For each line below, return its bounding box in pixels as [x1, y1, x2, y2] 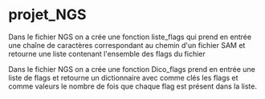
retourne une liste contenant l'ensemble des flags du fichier [8, 49, 206, 58]
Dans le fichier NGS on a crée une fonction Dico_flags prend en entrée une [8, 64, 255, 73]
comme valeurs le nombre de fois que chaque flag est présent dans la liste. [8, 81, 258, 91]
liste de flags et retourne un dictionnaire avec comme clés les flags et [8, 73, 238, 82]
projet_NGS [8, 6, 87, 24]
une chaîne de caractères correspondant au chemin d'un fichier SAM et [8, 40, 246, 49]
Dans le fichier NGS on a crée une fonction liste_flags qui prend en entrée [8, 32, 251, 42]
